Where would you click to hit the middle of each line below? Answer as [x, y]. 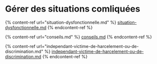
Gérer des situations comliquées [73, 9]
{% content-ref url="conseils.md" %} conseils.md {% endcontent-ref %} [78, 37]
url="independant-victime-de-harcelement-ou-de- [88, 46]
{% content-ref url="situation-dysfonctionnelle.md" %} [61, 22]
